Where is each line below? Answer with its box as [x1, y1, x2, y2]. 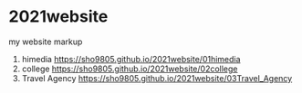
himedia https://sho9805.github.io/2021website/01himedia [21, 53, 241, 64]
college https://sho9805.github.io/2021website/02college [21, 63, 238, 74]
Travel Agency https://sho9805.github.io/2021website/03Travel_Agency [21, 72, 293, 83]
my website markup [8, 36, 83, 47]
